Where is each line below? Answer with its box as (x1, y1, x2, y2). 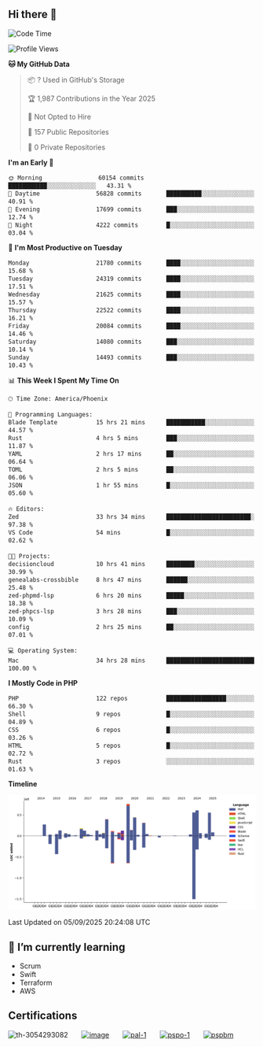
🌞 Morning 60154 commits (8, 174, 144, 182)
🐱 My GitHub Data (8, 59, 71, 68)
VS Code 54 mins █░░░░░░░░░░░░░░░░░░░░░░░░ (8, 528, 255, 536)
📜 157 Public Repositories (27, 127, 110, 136)
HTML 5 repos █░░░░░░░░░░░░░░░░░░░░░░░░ (8, 742, 255, 749)
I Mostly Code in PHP (8, 678, 79, 687)
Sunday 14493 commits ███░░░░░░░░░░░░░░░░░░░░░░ (8, 353, 255, 361)
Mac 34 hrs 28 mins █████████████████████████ (8, 657, 255, 664)
